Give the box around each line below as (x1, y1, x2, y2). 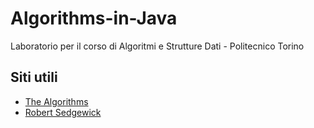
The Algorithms (24, 95, 89, 107)
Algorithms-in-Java (10, 7, 178, 30)
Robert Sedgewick (24, 106, 102, 118)
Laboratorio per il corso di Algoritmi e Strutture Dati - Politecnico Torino (10, 40, 305, 52)
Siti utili (10, 69, 58, 86)
